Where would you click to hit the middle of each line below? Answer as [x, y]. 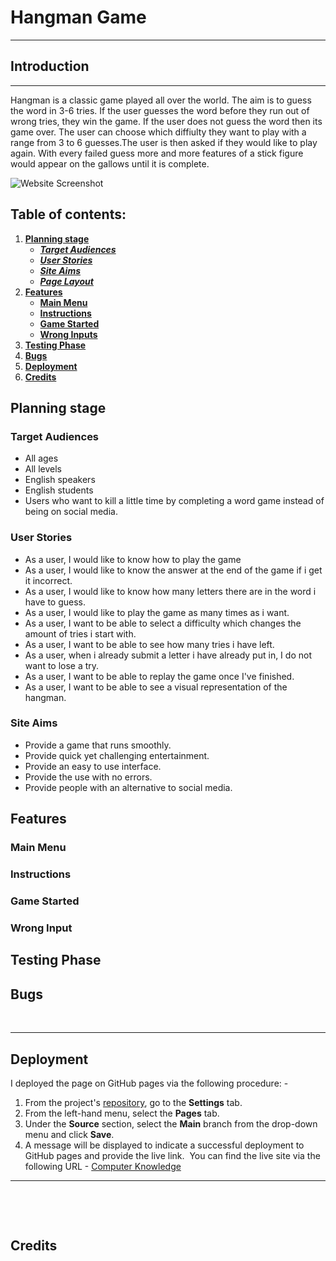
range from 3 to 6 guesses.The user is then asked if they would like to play [164, 142]
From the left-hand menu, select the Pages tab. [122, 1113]
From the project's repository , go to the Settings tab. [133, 1102]
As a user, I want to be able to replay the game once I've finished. [159, 676]
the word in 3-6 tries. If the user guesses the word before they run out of [160, 110]
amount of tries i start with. [80, 633]
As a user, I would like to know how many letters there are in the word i [170, 591]
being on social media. [71, 512]
